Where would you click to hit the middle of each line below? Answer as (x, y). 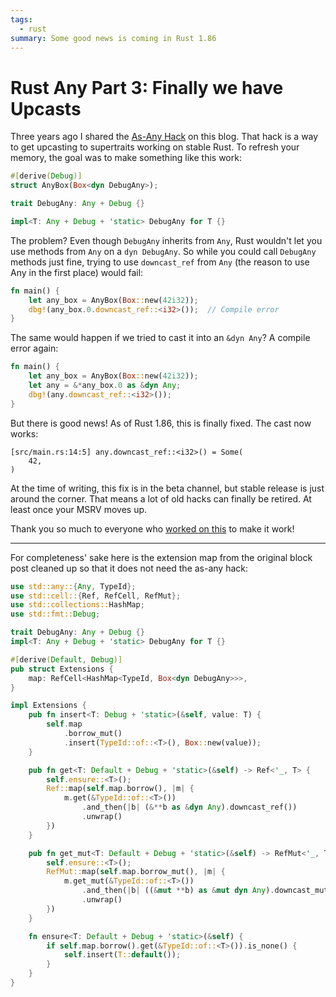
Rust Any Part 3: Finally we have (147, 87)
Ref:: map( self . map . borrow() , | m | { (120, 789)
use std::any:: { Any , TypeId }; (73, 586)
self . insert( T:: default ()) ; (122, 955)
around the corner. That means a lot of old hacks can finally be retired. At (161, 498)
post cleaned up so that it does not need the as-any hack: (129, 568)
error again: (34, 348)
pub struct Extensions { (62, 669)
